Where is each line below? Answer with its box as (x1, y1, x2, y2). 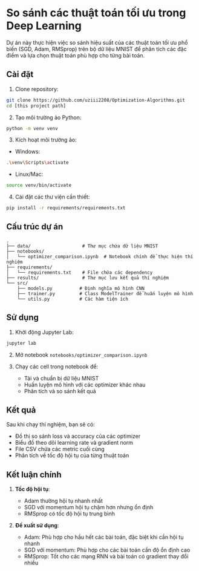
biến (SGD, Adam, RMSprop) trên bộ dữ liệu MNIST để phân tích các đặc (6, 45, 187, 53)
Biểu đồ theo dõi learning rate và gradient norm (15, 439, 134, 446)
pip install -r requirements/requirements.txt (6, 205, 126, 211)
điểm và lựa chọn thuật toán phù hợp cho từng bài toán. (6, 51, 145, 59)
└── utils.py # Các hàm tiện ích (17, 296, 129, 302)
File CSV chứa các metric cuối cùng (15, 445, 105, 453)
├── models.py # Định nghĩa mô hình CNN (17, 285, 145, 292)
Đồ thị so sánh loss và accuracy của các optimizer (15, 432, 141, 440)
